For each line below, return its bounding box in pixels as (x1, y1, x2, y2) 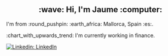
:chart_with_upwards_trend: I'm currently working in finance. (6, 32, 155, 39)
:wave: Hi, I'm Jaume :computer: (38, 5, 163, 15)
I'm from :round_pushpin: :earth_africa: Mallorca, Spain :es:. (6, 20, 154, 27)
